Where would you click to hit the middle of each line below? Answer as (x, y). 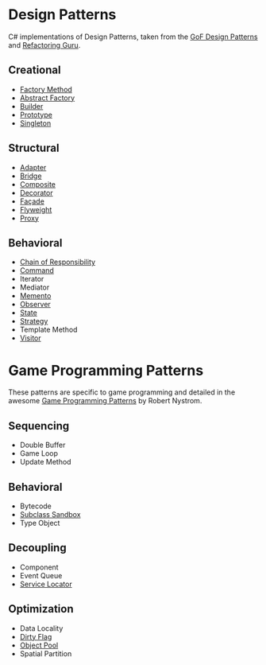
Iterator (32, 279)
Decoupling (37, 548)
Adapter (33, 167)
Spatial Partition (46, 653)
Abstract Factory (47, 98)
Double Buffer (42, 445)
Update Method (45, 462)
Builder (31, 106)
